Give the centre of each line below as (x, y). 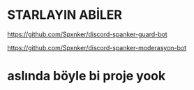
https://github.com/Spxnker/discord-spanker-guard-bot (87, 34)
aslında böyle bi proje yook (87, 76)
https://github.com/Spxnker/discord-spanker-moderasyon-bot (97, 47)
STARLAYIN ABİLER (65, 15)
